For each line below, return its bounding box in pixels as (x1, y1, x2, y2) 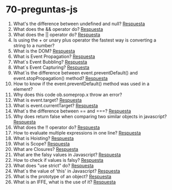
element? (13, 86, 33, 92)
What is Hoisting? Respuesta (13, 135, 74, 141)
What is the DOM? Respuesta (13, 48, 75, 54)
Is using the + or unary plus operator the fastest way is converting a (13, 37, 157, 43)
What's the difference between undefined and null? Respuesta (13, 21, 145, 27)
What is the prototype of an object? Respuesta (13, 173, 112, 179)
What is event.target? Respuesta (13, 97, 82, 103)
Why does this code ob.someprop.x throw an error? (13, 91, 122, 98)
